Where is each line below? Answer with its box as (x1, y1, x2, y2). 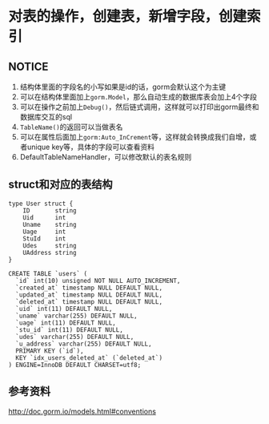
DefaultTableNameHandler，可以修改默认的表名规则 (19, 152, 192, 161)
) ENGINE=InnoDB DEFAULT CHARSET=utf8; (8, 361, 142, 369)
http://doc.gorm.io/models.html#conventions (8, 406, 156, 416)
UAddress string (22, 248, 78, 256)
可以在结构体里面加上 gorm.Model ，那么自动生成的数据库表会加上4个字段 (19, 92, 258, 101)
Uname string (22, 220, 78, 228)
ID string (22, 206, 78, 215)
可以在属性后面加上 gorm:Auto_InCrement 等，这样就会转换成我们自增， (19, 132, 250, 141)
